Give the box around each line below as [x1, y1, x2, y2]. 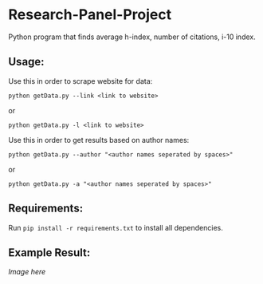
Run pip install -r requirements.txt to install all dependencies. [8, 223, 223, 232]
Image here [8, 267, 46, 277]
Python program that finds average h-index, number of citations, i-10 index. [8, 32, 257, 41]
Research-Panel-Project [8, 6, 172, 24]
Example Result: [8, 246, 91, 259]
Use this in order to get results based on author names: [8, 135, 190, 144]
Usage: [8, 55, 45, 69]
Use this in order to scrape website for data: [8, 76, 153, 85]
